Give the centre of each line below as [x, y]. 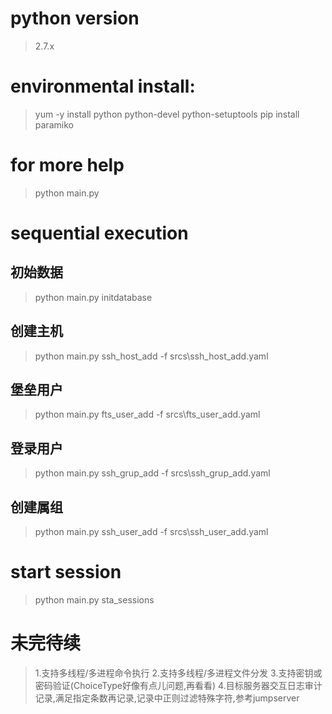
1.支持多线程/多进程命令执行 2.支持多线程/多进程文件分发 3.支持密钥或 [178, 673]
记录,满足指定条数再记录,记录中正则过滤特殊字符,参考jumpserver [167, 698]
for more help [67, 165]
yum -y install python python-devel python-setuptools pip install [167, 114]
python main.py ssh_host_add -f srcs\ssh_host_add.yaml [151, 356]
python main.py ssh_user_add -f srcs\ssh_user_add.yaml [151, 532]
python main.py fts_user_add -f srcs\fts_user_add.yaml [147, 414]
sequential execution [99, 233]
